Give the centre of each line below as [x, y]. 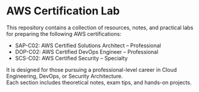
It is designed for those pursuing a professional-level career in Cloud [91, 69]
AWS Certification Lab [63, 11]
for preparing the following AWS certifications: [64, 33]
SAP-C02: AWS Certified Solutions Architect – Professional [88, 45]
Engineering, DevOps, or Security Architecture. [65, 76]
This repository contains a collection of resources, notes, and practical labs [100, 27]
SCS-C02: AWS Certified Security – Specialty [71, 58]
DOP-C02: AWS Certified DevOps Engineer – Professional [87, 51]
